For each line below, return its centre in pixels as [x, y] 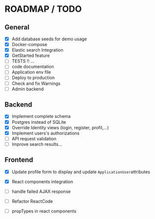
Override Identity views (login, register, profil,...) [60, 127]
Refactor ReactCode [32, 201]
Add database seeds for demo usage [49, 39]
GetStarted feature [31, 55]
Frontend [19, 160]
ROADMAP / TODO [43, 9]
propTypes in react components [44, 211]
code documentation [33, 67]
